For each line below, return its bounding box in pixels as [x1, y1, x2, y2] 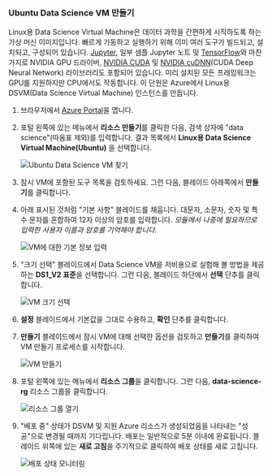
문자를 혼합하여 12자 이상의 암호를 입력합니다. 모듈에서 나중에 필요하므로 [28, 215, 257, 225]
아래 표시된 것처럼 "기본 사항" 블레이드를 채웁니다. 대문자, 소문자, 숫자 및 [19, 205, 250, 214]
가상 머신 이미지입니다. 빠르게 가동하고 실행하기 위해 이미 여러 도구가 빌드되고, [8, 37, 256, 47]
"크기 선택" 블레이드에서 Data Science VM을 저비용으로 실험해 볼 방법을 [19, 260, 250, 270]
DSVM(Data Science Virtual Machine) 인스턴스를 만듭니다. [8, 88, 199, 98]
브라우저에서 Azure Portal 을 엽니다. [19, 106, 134, 115]
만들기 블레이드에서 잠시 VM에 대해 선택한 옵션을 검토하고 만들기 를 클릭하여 [19, 331, 260, 342]
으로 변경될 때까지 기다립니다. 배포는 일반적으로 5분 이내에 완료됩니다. [30, 431, 252, 441]
